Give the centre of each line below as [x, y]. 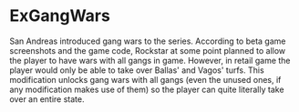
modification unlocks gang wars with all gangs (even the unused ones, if [145, 79]
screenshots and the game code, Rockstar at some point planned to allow [148, 50]
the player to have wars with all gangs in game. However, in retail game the [150, 60]
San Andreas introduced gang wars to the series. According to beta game [148, 41]
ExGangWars [60, 16]
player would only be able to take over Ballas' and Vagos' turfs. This [137, 70]
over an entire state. [47, 99]
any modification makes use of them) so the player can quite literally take [147, 89]
